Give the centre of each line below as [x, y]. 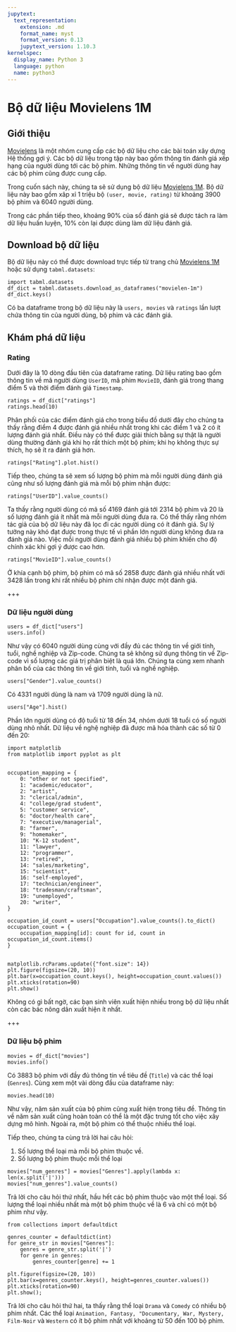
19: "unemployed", [47, 896]
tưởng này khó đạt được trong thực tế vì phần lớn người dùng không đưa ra [116, 532]
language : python [39, 66]
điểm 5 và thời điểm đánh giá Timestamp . [66, 388]
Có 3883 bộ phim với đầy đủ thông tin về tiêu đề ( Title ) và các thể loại [110, 1075]
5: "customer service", [55, 810]
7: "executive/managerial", [61, 822]
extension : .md [42, 27]
